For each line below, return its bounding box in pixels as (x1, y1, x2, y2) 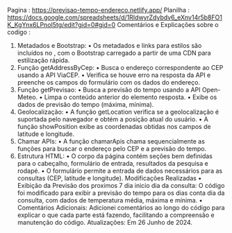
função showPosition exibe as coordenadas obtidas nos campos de (17, 123, 211, 130)
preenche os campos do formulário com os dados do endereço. (17, 78, 200, 86)
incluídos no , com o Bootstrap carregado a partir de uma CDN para (17, 49, 211, 57)
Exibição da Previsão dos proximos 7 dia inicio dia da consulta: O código (17, 182, 225, 189)
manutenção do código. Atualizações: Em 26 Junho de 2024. (17, 218, 193, 226)
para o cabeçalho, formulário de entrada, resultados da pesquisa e (17, 159, 208, 167)
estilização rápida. (17, 56, 70, 64)
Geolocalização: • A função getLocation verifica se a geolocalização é (17, 107, 219, 116)
